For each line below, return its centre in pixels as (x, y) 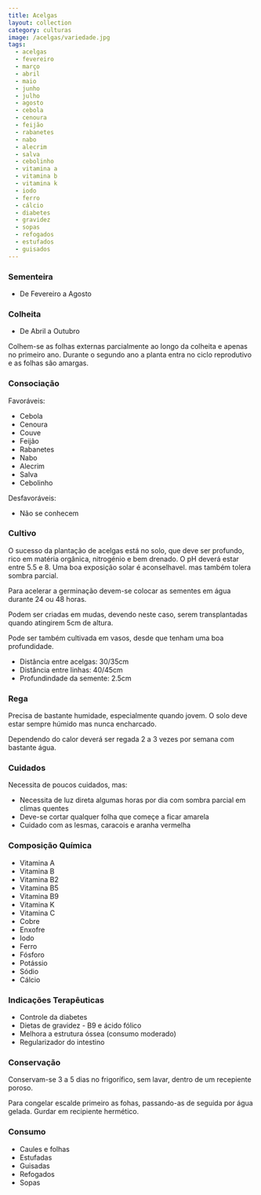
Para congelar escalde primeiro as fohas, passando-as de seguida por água (130, 1103)
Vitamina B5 (39, 888)
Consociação (34, 383)
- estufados (35, 242)
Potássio (34, 962)
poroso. (21, 1088)
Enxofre (32, 929)
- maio (26, 81)
